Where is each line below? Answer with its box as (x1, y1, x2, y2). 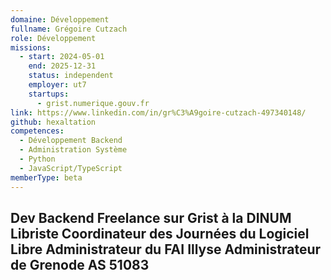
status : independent (28, 71, 114, 81)
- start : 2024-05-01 (19, 52, 105, 62)
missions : (10, 42, 52, 53)
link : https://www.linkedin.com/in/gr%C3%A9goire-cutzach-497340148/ (10, 107, 307, 118)
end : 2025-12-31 (28, 61, 97, 71)
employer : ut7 (28, 80, 87, 90)
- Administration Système (19, 145, 128, 155)
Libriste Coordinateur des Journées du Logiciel (10, 225, 310, 242)
